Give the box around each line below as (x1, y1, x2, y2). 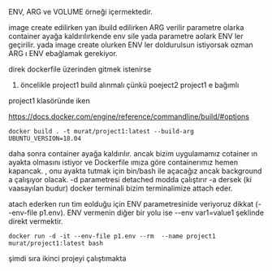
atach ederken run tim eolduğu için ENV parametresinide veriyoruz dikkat (8, 199, 254, 208)
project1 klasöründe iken (8, 96, 91, 105)
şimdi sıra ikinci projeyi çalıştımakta (8, 254, 127, 263)
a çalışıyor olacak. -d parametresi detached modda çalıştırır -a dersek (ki (8, 175, 252, 184)
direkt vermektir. (8, 216, 63, 226)
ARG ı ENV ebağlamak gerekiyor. (8, 49, 118, 58)
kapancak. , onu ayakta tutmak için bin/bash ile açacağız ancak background (8, 166, 262, 176)
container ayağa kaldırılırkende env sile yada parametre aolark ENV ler (8, 32, 244, 41)
